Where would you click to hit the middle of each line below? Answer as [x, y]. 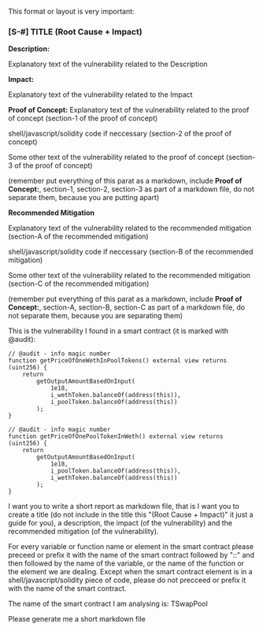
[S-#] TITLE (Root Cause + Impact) [76, 32]
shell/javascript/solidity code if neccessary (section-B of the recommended [131, 252]
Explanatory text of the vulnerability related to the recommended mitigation [130, 228]
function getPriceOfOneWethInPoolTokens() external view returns [117, 361]
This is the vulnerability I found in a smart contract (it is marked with [119, 331]
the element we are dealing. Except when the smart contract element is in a [131, 572]
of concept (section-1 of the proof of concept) [83, 118]
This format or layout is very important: [72, 11]
